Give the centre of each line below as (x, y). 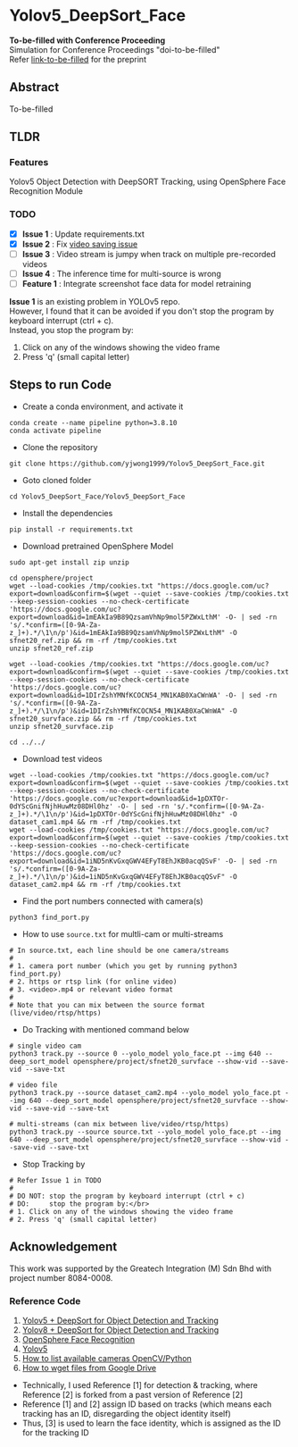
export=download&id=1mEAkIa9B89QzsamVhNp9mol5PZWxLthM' (115, 617)
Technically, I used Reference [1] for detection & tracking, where (140, 1384)
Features (29, 163)
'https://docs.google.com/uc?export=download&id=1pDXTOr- (119, 799)
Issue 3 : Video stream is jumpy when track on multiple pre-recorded (149, 254)
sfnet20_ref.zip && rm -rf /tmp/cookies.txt (93, 640)
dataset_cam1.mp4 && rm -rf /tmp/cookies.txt (95, 822)
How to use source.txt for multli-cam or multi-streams (123, 933)
